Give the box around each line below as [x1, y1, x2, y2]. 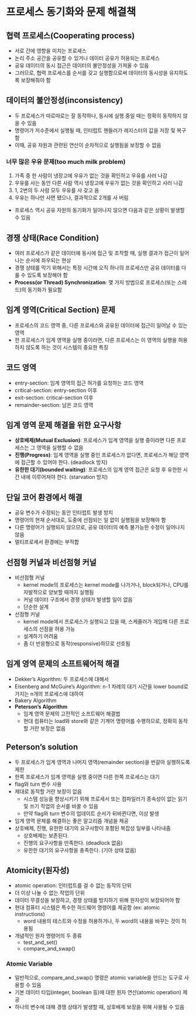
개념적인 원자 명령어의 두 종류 [14, 932, 82, 940]
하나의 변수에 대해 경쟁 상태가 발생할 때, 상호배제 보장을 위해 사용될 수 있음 [14, 1003, 185, 1010]
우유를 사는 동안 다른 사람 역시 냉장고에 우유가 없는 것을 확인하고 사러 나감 [14, 180, 183, 187]
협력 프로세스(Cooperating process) [6, 31, 135, 41]
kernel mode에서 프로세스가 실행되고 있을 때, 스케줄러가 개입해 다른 [23, 618, 178, 625]
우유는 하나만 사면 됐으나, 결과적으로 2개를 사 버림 [14, 194, 129, 201]
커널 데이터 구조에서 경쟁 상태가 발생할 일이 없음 [23, 596, 133, 603]
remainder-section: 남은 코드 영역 [14, 401, 94, 408]
